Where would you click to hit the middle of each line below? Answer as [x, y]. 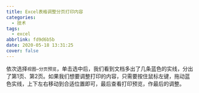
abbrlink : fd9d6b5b [31, 40]
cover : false [22, 51]
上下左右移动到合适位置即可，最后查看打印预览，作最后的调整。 [105, 83]
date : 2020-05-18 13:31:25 [40, 46]
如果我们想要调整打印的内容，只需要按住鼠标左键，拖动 [117, 76]
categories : [21, 17]
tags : [13, 28]
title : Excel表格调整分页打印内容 [45, 12]
